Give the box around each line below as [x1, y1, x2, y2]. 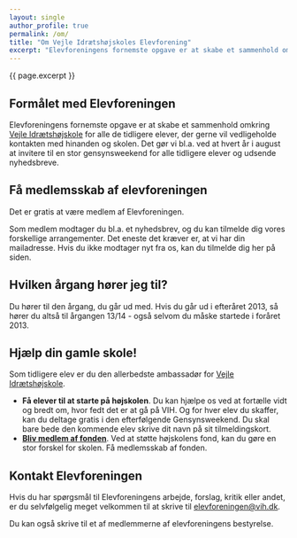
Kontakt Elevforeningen [9, 468, 143, 483]
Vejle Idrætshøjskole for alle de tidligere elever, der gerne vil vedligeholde [9, 129, 277, 139]
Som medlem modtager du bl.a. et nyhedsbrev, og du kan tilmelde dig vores [9, 223, 286, 234]
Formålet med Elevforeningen [9, 96, 176, 111]
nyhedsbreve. [9, 157, 59, 168]
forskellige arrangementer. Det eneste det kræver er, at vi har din [9, 232, 246, 244]
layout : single [9, 12, 65, 22]
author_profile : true [9, 21, 89, 30]
